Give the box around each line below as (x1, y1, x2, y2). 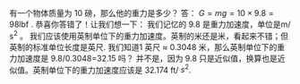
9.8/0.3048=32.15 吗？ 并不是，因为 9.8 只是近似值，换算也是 (50, 53, 278, 63)
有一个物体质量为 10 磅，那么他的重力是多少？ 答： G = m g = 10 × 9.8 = (9, 8, 275, 18)
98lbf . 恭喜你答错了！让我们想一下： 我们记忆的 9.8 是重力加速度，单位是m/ (9, 19, 291, 29)
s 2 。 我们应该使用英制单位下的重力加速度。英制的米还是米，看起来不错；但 (9, 29, 289, 41)
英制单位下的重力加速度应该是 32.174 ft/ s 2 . (32, 63, 192, 75)
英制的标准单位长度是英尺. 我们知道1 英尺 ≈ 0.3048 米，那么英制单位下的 (9, 41, 278, 52)
